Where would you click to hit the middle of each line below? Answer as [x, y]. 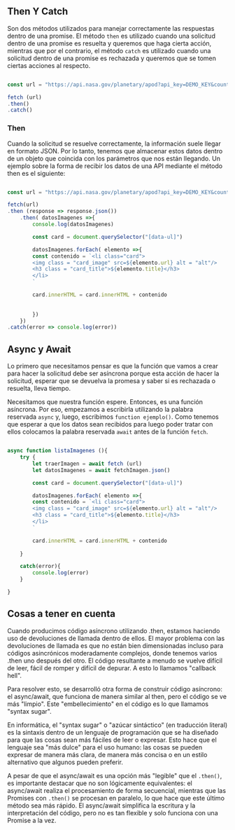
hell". [15, 675]
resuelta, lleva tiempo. [39, 389]
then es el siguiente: [36, 173]
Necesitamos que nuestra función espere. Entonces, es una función [105, 402]
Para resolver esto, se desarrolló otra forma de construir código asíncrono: [115, 689]
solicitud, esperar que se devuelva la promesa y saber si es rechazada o [111, 381]
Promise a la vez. [32, 820]
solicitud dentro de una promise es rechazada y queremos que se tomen [112, 58]
